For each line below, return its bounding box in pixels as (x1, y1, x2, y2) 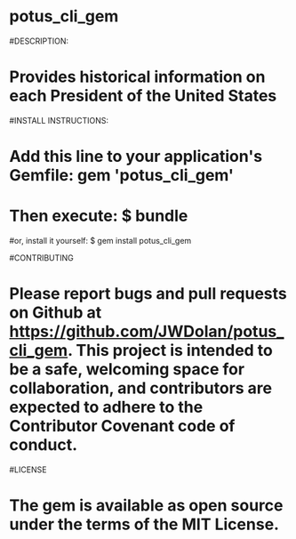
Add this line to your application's (9, 147, 263, 166)
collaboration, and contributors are (9, 378, 273, 398)
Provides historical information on (9, 67, 266, 87)
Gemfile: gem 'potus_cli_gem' (9, 165, 234, 186)
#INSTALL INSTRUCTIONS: (9, 115, 109, 125)
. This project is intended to (67, 341, 273, 361)
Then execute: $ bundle (9, 206, 188, 226)
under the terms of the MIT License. (9, 514, 280, 535)
